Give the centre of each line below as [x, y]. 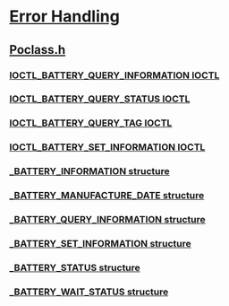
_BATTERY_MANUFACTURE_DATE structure [107, 196]
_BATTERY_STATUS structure [75, 267]
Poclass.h [38, 50]
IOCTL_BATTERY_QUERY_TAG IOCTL [91, 123]
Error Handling [65, 17]
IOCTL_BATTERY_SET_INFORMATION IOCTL [107, 147]
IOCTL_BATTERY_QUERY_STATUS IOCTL [100, 99]
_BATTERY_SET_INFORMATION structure [100, 243]
